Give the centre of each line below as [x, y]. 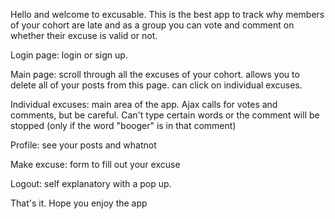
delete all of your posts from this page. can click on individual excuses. [156, 85]
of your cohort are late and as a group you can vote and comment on [152, 25]
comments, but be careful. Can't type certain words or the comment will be [165, 115]
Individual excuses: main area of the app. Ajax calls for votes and [144, 104]
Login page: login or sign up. [69, 55]
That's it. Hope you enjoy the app [79, 203]
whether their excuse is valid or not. [84, 35]
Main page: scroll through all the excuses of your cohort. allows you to [155, 74]
